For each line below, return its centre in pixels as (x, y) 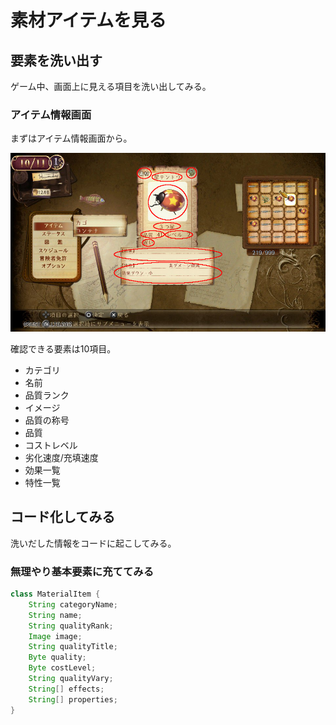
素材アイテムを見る (88, 20)
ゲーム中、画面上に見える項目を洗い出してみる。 (111, 86)
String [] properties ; (73, 699)
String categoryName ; (73, 604)
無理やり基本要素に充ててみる (82, 571)
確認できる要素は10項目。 (63, 348)
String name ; (55, 615)
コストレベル (51, 445)
